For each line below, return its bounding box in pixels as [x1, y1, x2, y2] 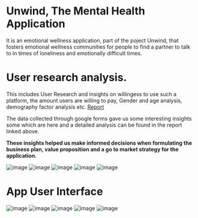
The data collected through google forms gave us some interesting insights [6, 115, 192, 122]
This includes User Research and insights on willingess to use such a [6, 90, 177, 97]
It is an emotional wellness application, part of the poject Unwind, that [6, 37, 179, 44]
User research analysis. [6, 71, 127, 85]
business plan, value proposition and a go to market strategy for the [6, 145, 179, 153]
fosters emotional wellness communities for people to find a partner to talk [6, 43, 191, 50]
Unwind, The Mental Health [6, 4, 145, 18]
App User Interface [6, 185, 103, 199]
